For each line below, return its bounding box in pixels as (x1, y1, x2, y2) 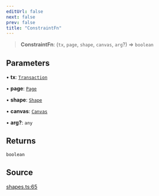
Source (6, 168, 34, 178)
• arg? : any (6, 119, 33, 126)
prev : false (6, 19, 35, 25)
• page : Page (6, 85, 37, 92)
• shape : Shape (6, 96, 42, 103)
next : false (6, 14, 35, 20)
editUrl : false (6, 8, 44, 15)
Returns (6, 136, 37, 146)
